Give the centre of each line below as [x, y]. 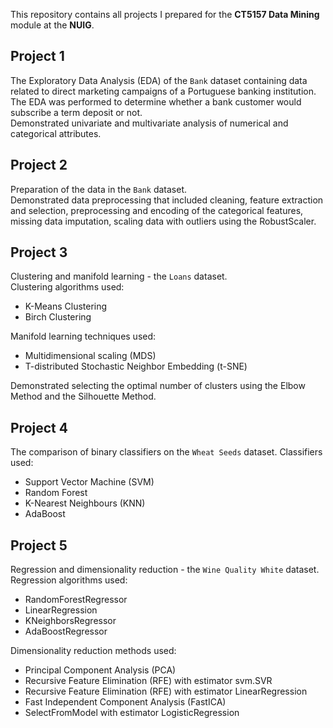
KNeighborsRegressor [70, 621]
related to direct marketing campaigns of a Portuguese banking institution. [163, 91]
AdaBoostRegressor [66, 631]
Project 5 [39, 545]
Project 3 [39, 252]
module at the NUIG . [52, 25]
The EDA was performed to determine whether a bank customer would [156, 101]
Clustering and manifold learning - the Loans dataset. [119, 276]
